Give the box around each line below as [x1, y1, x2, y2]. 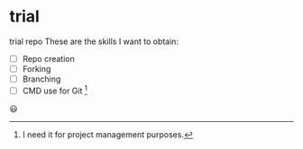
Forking [22, 64, 51, 74]
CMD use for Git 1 [22, 83, 87, 96]
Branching [22, 74, 61, 84]
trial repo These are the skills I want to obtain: [9, 36, 179, 47]
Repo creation [22, 53, 75, 64]
